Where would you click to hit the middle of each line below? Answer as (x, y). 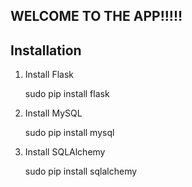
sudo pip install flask (67, 94)
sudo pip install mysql (69, 133)
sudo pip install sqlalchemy (81, 171)
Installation (46, 50)
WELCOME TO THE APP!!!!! (96, 16)
